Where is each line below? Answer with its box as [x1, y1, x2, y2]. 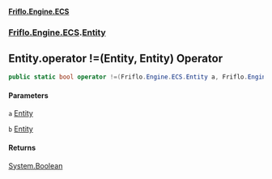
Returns [8, 143, 36, 152]
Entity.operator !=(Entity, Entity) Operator [8, 51, 223, 65]
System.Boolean [8, 160, 63, 170]
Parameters [8, 90, 49, 100]
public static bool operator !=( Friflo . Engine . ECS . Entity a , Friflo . [8, 73, 249, 81]
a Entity [8, 109, 34, 118]
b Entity [8, 124, 34, 134]
